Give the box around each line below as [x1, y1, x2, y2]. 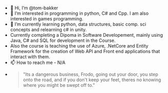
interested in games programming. [10, 16, 84, 21]
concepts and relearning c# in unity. [10, 27, 87, 33]
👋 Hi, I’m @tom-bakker [10, 5, 59, 11]
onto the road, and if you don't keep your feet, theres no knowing [23, 77, 161, 83]
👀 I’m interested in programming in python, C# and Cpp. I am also [10, 10, 149, 16]
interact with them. [10, 54, 50, 60]
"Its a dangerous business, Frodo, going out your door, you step [23, 72, 158, 77]
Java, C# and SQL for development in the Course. [10, 37, 116, 43]
